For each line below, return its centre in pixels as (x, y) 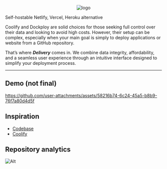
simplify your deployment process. (41, 63)
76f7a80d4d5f (20, 101)
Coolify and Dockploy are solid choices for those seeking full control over (80, 27)
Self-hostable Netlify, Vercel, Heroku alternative (54, 17)
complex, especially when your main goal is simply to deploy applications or (83, 38)
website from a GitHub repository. (40, 43)
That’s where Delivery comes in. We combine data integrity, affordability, (80, 53)
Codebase (23, 128)
